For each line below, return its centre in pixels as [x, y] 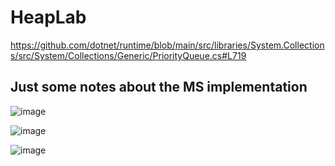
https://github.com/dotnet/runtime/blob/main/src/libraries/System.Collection [167, 45]
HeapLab [48, 17]
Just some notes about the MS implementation [159, 87]
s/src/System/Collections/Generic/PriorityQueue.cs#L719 [128, 55]
